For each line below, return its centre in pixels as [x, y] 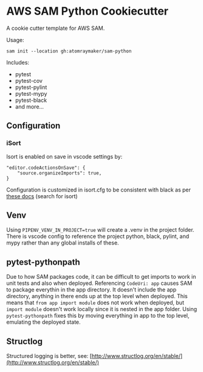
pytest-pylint [31, 87]
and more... [29, 106]
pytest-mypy [31, 93]
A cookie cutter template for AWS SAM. [56, 28]
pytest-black [31, 100]
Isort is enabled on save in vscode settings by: [64, 156]
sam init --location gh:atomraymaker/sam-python [69, 51]
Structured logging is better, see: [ [49, 356]
